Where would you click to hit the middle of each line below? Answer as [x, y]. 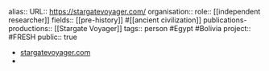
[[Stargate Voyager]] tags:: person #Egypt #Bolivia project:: [152, 28]
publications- [225, 20]
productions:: [30, 28]
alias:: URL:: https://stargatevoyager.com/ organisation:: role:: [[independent [134, 12]
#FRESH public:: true [43, 37]
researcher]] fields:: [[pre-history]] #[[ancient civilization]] [105, 20]
